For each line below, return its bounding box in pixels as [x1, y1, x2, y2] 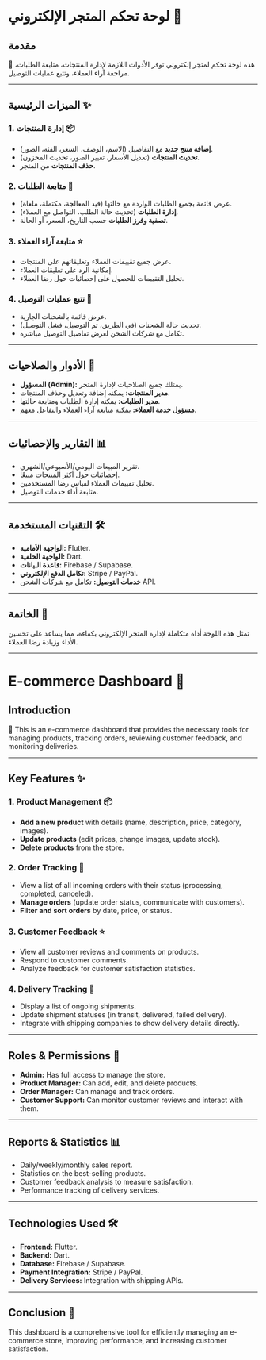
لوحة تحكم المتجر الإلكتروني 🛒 [8, 7, 182, 25]
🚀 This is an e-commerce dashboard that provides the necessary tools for [8, 724, 249, 734]
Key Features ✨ [8, 772, 85, 786]
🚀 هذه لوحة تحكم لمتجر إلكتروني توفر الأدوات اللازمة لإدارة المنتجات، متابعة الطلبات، [8, 60, 255, 69]
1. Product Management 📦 [8, 797, 113, 808]
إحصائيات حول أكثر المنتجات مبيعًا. [19, 470, 120, 479]
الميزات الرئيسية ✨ [8, 98, 92, 112]
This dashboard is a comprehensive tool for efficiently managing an [8, 1327, 228, 1336]
